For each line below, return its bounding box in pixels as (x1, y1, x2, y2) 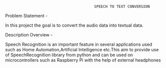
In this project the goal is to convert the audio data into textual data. (5, 22, 144, 28)
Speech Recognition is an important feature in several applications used (5, 41, 153, 47)
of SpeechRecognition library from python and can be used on (5, 52, 133, 58)
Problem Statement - (5, 13, 48, 19)
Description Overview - (5, 32, 53, 37)
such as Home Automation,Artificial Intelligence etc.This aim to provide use (5, 47, 159, 52)
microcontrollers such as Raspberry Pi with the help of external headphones (5, 57, 161, 63)
